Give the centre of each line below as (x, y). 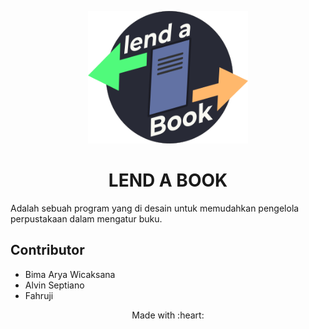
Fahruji (39, 295)
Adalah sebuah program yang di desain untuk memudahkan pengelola (155, 208)
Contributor (47, 250)
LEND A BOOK (168, 180)
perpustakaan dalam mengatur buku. (86, 218)
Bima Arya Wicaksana (70, 274)
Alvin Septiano (54, 285)
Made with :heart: (168, 315)
